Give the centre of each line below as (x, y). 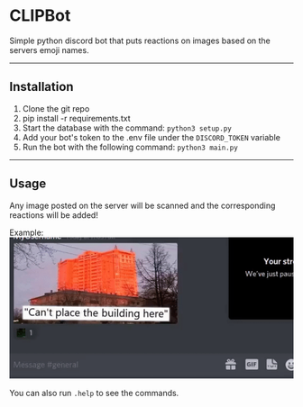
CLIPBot (40, 16)
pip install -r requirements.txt (76, 118)
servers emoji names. (49, 50)
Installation (41, 87)
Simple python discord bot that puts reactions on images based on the (140, 41)
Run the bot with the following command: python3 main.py (130, 147)
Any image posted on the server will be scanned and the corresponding (142, 205)
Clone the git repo (56, 108)
